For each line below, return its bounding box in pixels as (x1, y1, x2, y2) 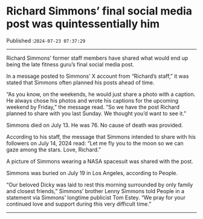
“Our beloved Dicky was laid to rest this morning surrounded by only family (6, 181, 193, 188)
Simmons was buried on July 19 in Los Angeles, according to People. (6, 169, 178, 176)
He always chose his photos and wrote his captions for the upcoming (6, 97, 179, 104)
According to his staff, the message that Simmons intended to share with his (6, 133, 196, 140)
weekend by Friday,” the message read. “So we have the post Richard (6, 103, 180, 110)
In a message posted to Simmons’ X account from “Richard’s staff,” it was (6, 72, 189, 80)
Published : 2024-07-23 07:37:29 (6, 37, 86, 44)
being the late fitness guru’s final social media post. (6, 60, 135, 68)
